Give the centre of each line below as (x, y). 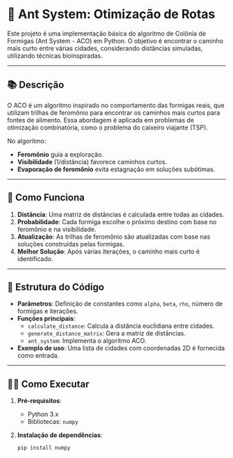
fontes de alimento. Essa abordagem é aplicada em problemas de (101, 120)
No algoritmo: (27, 141)
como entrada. (38, 356)
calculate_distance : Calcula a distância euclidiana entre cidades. (121, 326)
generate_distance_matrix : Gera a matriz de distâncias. (106, 333)
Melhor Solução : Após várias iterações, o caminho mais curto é (108, 251)
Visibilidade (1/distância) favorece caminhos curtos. (92, 161)
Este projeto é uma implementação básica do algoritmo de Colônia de (107, 33)
